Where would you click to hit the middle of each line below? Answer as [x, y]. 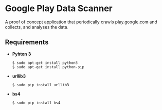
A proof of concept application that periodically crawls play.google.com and [81, 22]
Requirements [27, 42]
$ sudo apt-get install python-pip [48, 67]
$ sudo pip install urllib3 [40, 85]
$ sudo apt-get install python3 [45, 63]
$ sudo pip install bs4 [36, 103]
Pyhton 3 [21, 54]
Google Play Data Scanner [59, 8]
